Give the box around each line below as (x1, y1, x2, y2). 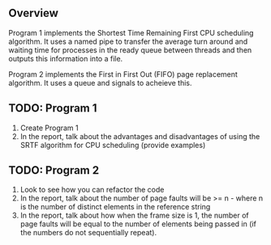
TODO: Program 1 (8, 101, 97, 116)
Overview (8, 6, 59, 20)
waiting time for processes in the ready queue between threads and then (8, 44, 252, 55)
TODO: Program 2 (8, 163, 100, 177)
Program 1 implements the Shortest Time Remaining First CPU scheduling (8, 27, 254, 37)
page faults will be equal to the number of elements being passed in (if (19, 219, 257, 229)
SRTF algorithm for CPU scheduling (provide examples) (19, 140, 206, 150)
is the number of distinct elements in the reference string (19, 202, 211, 212)
